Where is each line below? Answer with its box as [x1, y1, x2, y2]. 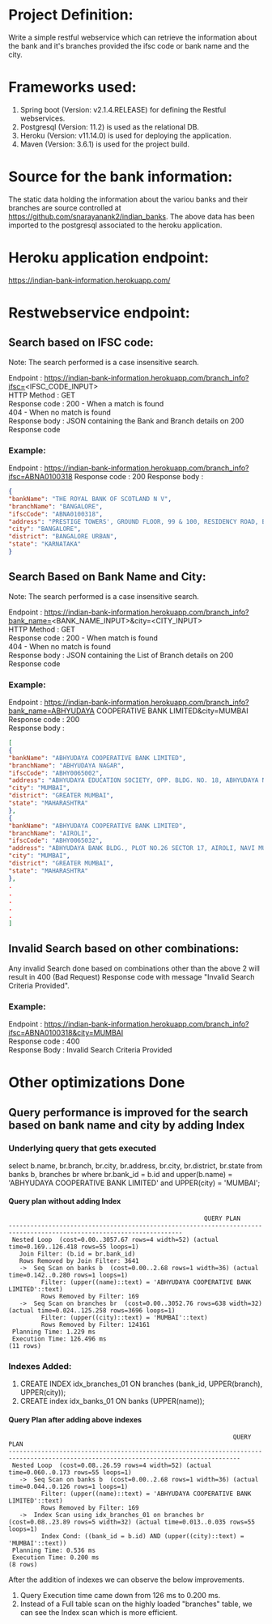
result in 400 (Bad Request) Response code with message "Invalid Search [8, 971, 255, 981]
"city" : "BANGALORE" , [8, 525, 82, 534]
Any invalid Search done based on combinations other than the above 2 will [8, 963, 261, 973]
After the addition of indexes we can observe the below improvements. [8, 1575, 245, 1584]
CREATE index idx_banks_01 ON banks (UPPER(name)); [19, 1397, 205, 1406]
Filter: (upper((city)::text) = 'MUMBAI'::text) [40, 1314, 208, 1322]
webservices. [19, 113, 66, 123]
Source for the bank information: [8, 168, 233, 186]
